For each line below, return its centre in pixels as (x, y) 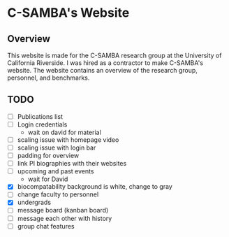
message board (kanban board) (63, 210)
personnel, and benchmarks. (49, 78)
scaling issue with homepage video (68, 139)
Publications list (40, 116)
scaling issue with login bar (57, 148)
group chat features (46, 226)
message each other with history (65, 218)
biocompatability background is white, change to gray (95, 187)
